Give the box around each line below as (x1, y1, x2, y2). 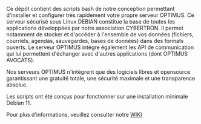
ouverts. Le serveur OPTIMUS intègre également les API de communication (6, 44, 194, 51)
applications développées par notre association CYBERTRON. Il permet (6, 24, 183, 31)
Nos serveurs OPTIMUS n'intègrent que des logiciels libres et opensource (6, 68, 191, 75)
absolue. (6, 81, 28, 88)
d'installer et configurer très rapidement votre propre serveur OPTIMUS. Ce (6, 11, 195, 19)
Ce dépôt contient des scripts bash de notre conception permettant (6, 5, 175, 12)
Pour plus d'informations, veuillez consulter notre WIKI (6, 111, 142, 118)
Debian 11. (6, 99, 31, 106)
